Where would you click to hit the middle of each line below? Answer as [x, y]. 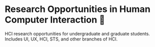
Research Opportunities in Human [77, 9]
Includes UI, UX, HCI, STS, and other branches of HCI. [61, 39]
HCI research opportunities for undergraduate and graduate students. [77, 33]
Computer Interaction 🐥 [55, 20]
